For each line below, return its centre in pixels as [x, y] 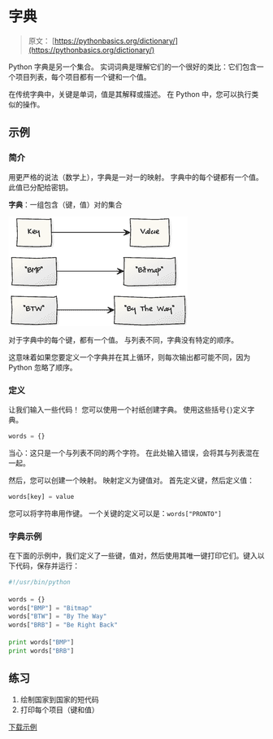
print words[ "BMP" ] [41, 643]
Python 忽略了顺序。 [43, 367]
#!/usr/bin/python [39, 582]
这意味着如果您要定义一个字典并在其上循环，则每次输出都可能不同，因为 [129, 357]
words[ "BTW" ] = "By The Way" [58, 617]
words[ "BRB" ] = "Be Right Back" [63, 625]
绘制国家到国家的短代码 [59, 699]
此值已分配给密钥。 [41, 187]
